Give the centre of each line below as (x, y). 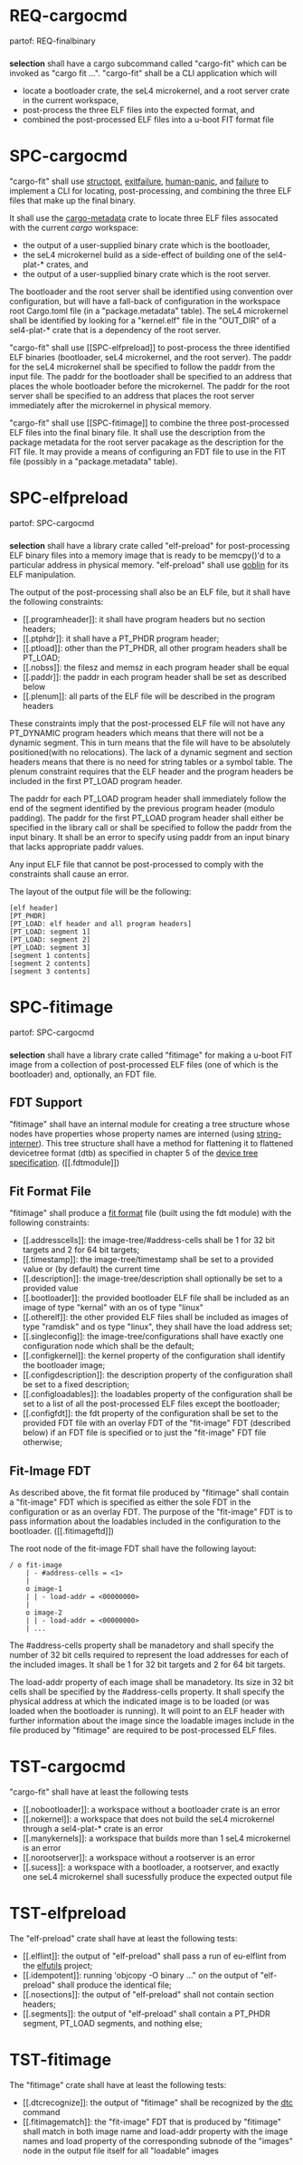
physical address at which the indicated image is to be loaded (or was (139, 1701)
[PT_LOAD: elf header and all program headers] (101, 924)
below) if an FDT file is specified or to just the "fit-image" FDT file (144, 1432)
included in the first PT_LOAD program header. (96, 781)
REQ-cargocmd (69, 16)
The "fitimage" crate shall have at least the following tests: (118, 2084)
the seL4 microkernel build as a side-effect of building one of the (143, 254)
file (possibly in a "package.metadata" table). (94, 461)
